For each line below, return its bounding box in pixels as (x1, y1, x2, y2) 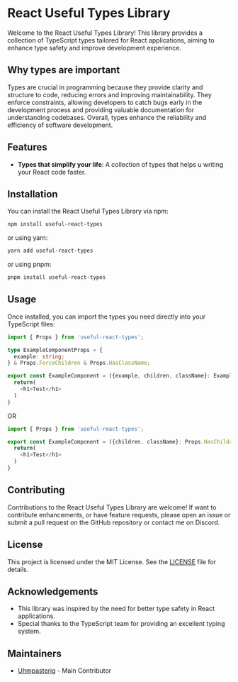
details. (7, 565, 29, 573)
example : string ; (13, 353, 65, 360)
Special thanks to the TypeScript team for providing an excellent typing (17, 620, 225, 628)
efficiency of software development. (7, 121, 113, 129)
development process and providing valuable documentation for (7, 105, 195, 114)
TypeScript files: (7, 319, 55, 328)
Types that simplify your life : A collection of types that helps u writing (17, 160, 224, 168)
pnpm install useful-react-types (7, 274, 106, 281)
